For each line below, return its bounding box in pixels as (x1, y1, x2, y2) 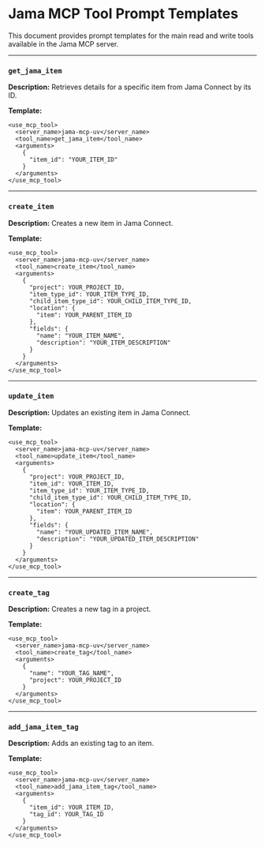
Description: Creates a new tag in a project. (8, 605, 151, 614)
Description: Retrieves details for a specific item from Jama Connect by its (8, 82, 252, 92)
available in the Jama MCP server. (8, 39, 119, 48)
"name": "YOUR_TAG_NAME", (28, 669, 114, 677)
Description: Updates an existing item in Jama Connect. (8, 407, 191, 417)
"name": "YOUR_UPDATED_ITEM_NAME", (36, 528, 154, 536)
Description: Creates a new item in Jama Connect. (8, 218, 174, 227)
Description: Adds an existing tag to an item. (8, 739, 155, 748)
